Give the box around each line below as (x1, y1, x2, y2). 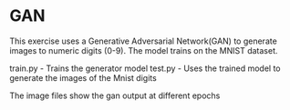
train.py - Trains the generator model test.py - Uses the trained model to (9, 63, 281, 74)
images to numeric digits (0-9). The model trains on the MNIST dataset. (9, 45, 278, 55)
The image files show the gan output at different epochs (9, 90, 221, 101)
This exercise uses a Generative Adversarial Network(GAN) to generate (9, 35, 278, 46)
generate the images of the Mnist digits (9, 72, 157, 83)
